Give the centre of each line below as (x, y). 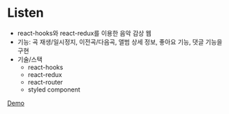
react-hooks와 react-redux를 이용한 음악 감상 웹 (84, 33)
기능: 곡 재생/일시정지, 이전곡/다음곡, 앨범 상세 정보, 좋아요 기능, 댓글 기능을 (120, 42)
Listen (25, 13)
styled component (54, 90)
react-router (45, 82)
